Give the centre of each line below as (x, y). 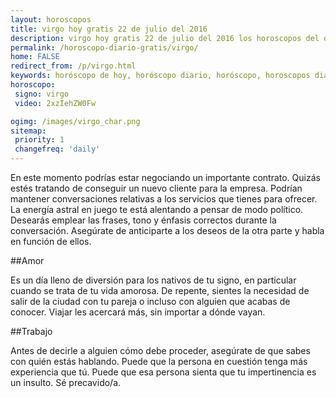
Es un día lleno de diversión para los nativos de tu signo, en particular (153, 280)
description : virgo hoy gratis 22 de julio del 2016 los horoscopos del (165, 38)
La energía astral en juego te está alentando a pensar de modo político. (157, 209)
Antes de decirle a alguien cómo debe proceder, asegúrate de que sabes (160, 350)
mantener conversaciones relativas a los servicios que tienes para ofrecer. (164, 199)
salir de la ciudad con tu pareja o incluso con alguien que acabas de (150, 301)
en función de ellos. (51, 241)
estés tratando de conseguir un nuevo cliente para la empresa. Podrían (156, 188)
